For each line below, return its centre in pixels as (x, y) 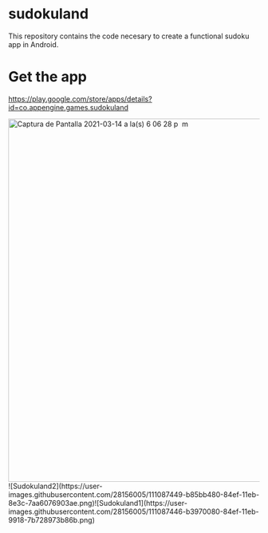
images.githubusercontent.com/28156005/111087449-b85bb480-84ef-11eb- (134, 494)
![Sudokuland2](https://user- (55, 486)
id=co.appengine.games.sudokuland (69, 107)
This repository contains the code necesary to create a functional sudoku (129, 36)
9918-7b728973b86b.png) (52, 519)
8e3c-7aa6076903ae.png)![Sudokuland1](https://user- (98, 503)
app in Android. (33, 44)
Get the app (48, 77)
